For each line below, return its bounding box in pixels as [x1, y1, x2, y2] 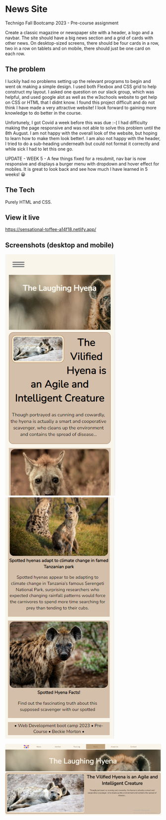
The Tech [5, 186, 35, 194]
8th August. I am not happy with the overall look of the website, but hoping [5, 130, 158, 136]
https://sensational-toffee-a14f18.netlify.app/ [5, 226, 97, 232]
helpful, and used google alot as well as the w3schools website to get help [5, 94, 158, 100]
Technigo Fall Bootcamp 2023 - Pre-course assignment [5, 20, 119, 26]
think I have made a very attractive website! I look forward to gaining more [5, 104, 157, 110]
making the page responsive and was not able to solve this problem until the [5, 125, 161, 131]
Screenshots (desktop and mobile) [5, 241, 114, 249]
